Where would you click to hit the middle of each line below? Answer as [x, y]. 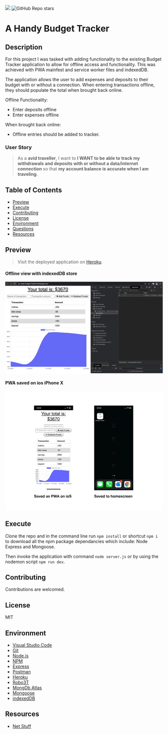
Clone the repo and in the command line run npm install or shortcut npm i [82, 536]
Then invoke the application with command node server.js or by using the [82, 556]
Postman [21, 671]
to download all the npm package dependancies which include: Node [76, 541]
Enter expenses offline [35, 115]
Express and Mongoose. [30, 546]
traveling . [27, 174]
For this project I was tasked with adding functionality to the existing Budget [83, 59]
